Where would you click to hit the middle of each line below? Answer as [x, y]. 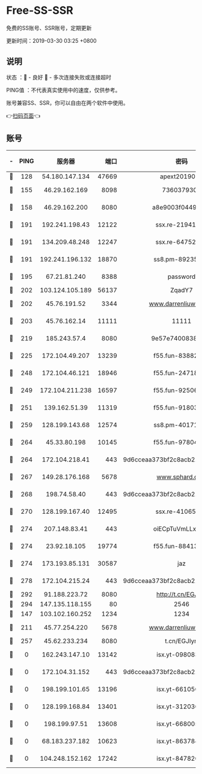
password [182, 276]
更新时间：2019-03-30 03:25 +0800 [52, 40]
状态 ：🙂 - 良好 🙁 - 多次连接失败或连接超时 [59, 77]
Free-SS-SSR [40, 11]
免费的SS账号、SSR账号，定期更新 [49, 28]
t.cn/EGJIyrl [182, 641]
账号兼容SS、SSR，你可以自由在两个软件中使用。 [67, 102]
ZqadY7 [182, 290]
